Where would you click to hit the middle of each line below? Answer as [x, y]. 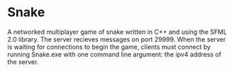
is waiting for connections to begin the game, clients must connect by [109, 47]
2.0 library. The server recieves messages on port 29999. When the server [117, 39]
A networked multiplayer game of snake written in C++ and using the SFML [117, 32]
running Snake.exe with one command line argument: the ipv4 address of [115, 54]
